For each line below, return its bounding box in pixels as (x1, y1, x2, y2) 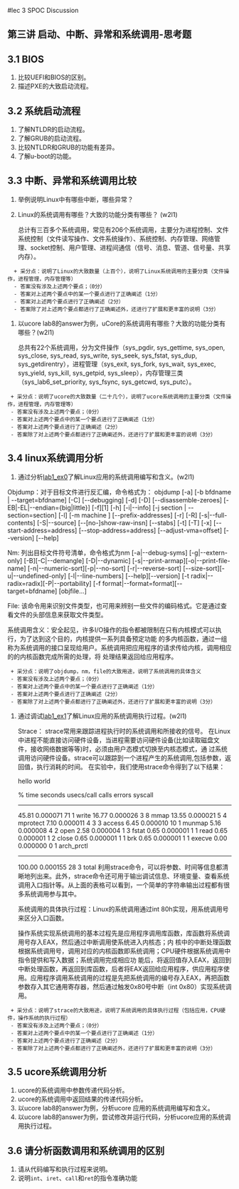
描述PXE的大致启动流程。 (17, 82, 92, 91)
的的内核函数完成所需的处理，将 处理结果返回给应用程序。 (7, 652, 178, 661)
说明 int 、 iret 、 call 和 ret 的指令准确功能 (17, 1174, 138, 1183)
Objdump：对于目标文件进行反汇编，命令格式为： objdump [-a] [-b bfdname (7, 487, 232, 496)
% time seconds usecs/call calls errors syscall (17, 790, 154, 799)
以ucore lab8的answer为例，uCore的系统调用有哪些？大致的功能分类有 (17, 319, 226, 328)
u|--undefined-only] (7, 571, 67, 580)
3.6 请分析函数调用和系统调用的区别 (7, 1145, 165, 1157)
